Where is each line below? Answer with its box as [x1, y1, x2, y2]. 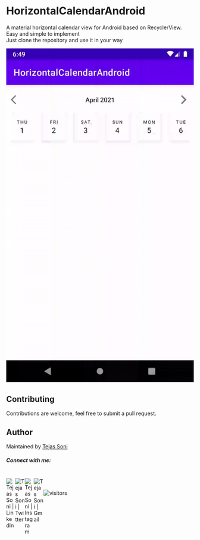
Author [6, 427, 33, 437]
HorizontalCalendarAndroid [6, 4, 146, 18]
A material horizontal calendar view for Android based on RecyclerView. [6, 24, 182, 31]
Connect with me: [6, 457, 51, 464]
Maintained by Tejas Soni [6, 443, 68, 450]
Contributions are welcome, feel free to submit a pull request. [6, 410, 157, 417]
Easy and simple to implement [6, 30, 80, 37]
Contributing [6, 394, 55, 404]
